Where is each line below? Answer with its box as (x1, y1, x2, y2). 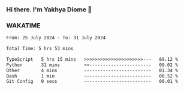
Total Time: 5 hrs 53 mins (6, 46, 74, 52)
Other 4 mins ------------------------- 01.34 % (6, 67, 179, 73)
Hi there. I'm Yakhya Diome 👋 (6, 5, 92, 14)
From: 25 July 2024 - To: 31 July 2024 (6, 35, 106, 41)
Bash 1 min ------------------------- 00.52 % (6, 73, 179, 79)
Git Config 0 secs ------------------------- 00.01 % (6, 79, 179, 85)
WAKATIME (6, 21, 41, 29)
